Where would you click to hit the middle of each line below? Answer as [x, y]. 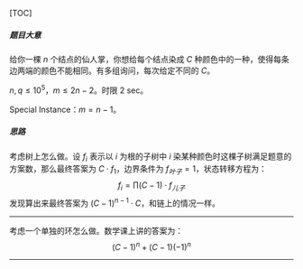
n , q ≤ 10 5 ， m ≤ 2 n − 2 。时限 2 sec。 [79, 89]
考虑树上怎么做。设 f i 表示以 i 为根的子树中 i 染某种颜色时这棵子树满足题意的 [151, 157]
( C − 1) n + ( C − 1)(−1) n [151, 246]
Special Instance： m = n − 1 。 [65, 109]
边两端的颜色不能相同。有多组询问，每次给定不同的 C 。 [112, 70]
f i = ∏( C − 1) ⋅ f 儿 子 [151, 186]
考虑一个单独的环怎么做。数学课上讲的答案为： [96, 230]
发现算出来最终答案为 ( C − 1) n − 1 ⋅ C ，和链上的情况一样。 [115, 202]
